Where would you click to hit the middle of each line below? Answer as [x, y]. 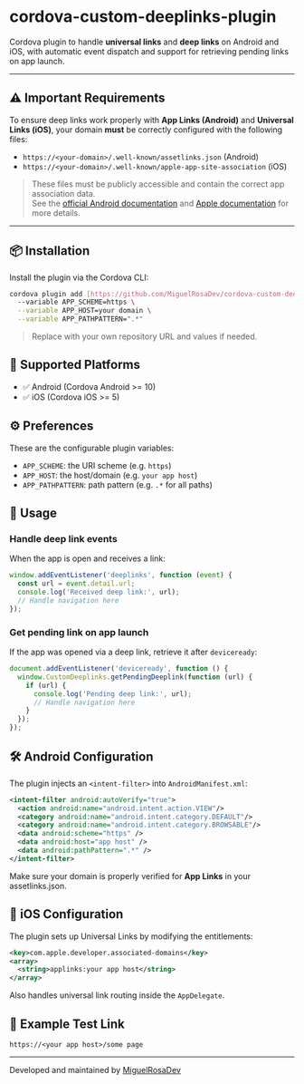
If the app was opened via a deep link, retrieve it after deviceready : [133, 652]
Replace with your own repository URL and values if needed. [144, 336]
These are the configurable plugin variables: [92, 448]
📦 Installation [50, 251]
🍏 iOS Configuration [66, 914]
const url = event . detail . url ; [76, 584]
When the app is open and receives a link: [87, 558]
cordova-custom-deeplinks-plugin [143, 17]
